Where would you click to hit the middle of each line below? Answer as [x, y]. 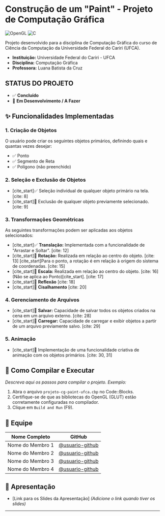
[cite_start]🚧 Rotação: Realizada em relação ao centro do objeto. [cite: [83, 256]
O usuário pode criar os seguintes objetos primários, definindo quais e [76, 141]
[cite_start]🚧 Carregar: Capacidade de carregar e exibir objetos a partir [84, 321]
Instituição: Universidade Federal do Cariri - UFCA [64, 57]
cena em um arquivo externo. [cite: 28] [52, 316]
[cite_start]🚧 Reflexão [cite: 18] [43, 282]
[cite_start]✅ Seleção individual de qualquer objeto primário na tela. [81, 191]
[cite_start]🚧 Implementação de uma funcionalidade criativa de [76, 350]
